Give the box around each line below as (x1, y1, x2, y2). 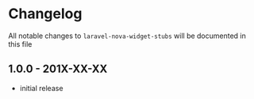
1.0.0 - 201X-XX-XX (8, 63, 108, 76)
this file (8, 39, 33, 48)
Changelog (8, 5, 83, 23)
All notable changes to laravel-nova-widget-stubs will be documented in (8, 31, 246, 40)
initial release (19, 83, 63, 93)
